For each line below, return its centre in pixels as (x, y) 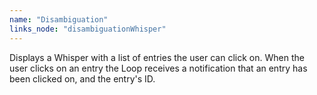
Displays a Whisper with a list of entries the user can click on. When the (157, 57)
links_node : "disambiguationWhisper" (88, 29)
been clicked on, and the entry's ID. (82, 78)
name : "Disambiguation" (59, 19)
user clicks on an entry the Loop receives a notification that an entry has (158, 68)
